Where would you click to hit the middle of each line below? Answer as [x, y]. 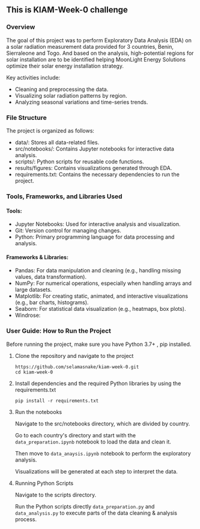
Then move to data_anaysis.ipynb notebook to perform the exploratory [103, 453]
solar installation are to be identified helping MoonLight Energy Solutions [96, 59]
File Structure [26, 117]
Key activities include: [33, 77]
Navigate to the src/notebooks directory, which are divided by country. [102, 424]
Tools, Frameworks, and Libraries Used [64, 196]
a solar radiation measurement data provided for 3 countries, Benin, [90, 46]
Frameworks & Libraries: [38, 257]
